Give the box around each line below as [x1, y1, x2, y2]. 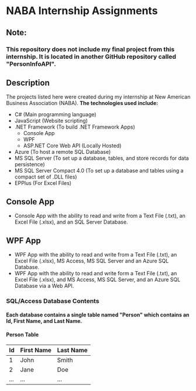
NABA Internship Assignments [6, 4, 158, 18]
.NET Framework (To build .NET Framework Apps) [14, 123, 136, 130]
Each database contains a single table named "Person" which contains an [6, 311, 190, 318]
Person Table [6, 331, 39, 338]
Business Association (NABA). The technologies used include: [6, 100, 159, 107]
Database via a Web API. [14, 282, 74, 289]
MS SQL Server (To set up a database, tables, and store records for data [14, 154, 189, 162]
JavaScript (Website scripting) [14, 117, 88, 124]
